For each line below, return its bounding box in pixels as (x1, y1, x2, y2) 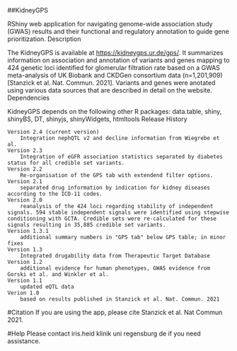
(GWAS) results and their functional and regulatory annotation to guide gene (7, 28, 230, 35)
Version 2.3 (7, 147, 42, 154)
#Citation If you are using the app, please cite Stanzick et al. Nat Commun (7, 308, 223, 316)
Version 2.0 (7, 197, 42, 204)
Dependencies (7, 93, 50, 102)
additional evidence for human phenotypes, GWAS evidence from (20, 265, 211, 272)
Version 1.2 (7, 258, 42, 265)
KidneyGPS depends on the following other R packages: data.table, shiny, (7, 108, 222, 115)
